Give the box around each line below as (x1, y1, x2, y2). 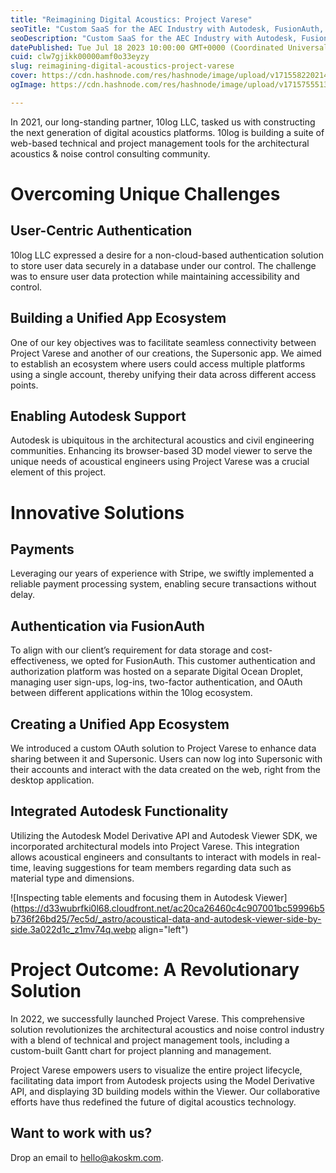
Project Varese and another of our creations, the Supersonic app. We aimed (10, 347, 322, 359)
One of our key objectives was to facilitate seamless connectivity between (10, 336, 317, 348)
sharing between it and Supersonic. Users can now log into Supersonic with (10, 753, 323, 765)
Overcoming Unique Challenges (10, 182, 281, 205)
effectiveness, (10, 655, 69, 667)
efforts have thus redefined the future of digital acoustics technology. (10, 1096, 297, 1108)
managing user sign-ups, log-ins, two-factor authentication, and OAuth (10, 676, 303, 688)
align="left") (138, 923, 189, 935)
